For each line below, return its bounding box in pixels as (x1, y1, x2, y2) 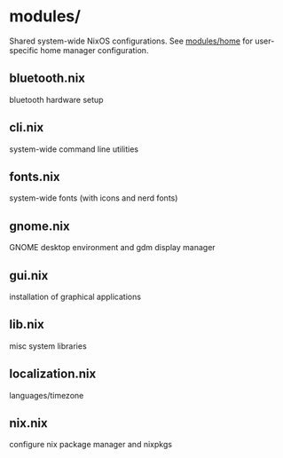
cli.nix (9, 120, 44, 135)
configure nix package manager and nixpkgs (9, 439, 173, 450)
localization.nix (9, 367, 97, 382)
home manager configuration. (40, 44, 149, 55)
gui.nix (9, 268, 49, 283)
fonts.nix (9, 169, 60, 184)
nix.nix (9, 415, 48, 431)
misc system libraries (9, 340, 87, 351)
